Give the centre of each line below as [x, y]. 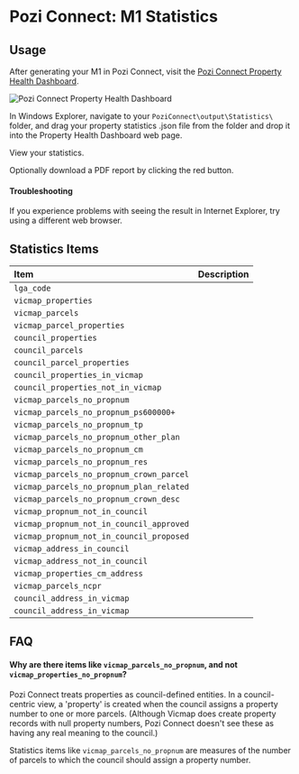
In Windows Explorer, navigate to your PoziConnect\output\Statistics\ [141, 116]
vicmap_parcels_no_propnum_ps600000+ [95, 413]
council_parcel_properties [72, 363]
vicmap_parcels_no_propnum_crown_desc [97, 499]
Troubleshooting [41, 190]
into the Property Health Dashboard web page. [96, 135]
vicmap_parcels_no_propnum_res [81, 462]
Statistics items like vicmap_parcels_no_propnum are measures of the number [150, 750]
